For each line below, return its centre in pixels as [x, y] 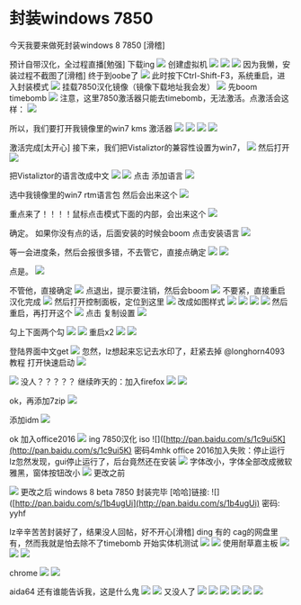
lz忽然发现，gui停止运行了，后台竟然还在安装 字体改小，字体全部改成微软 [151, 461]
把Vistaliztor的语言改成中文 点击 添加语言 [97, 176]
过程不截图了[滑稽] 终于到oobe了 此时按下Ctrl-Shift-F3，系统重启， [147, 75]
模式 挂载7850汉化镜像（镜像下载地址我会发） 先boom [145, 86]
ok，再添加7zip [37, 401]
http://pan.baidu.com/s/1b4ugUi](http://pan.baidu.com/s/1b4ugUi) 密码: [147, 503]
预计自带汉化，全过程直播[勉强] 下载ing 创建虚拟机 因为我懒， [146, 64]
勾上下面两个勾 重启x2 [62, 332]
